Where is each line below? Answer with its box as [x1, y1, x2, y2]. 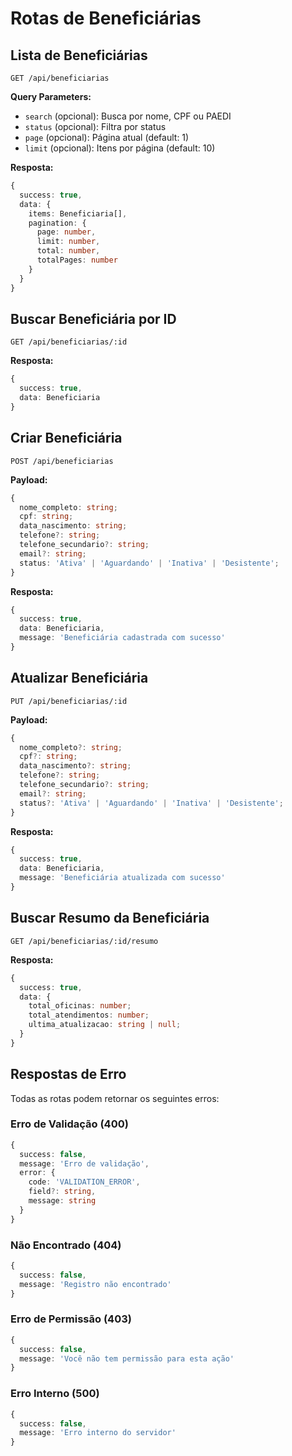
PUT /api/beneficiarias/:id [10, 696, 128, 706]
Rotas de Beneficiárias [10, 7, 202, 30]
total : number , [36, 246, 101, 256]
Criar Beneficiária [10, 430, 123, 447]
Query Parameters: [10, 91, 92, 102]
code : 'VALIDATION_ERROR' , [28, 1177, 141, 1187]
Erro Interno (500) [10, 1387, 100, 1401]
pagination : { [28, 218, 87, 228]
